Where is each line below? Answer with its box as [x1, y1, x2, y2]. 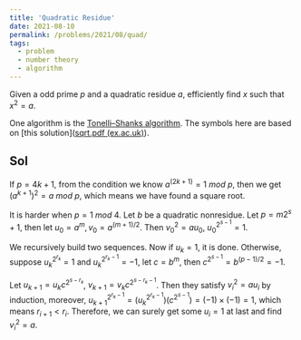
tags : [9, 38, 30, 48]
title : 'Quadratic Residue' [9, 13, 116, 23]
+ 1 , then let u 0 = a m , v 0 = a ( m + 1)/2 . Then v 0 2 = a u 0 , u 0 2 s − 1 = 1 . [9, 219, 248, 235]
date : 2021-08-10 [9, 22, 75, 31]
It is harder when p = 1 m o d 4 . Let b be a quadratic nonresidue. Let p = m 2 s [9, 208, 292, 220]
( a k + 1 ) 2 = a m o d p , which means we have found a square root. [9, 189, 246, 200]
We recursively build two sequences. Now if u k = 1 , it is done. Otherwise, [9, 241, 282, 255]
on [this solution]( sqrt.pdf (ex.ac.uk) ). [9, 127, 150, 138]
